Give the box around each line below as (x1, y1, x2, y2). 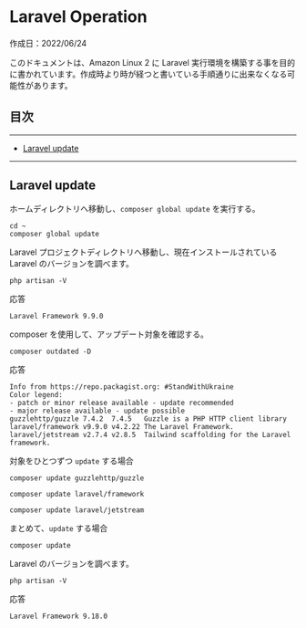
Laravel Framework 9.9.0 (9, 311, 104, 320)
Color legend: (9, 390, 64, 399)
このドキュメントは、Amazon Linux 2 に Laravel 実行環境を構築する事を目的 (9, 57, 296, 68)
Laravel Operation (9, 6, 148, 27)
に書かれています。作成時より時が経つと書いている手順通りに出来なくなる (9, 68, 288, 79)
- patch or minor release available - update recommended (9, 398, 234, 407)
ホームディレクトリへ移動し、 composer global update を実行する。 (9, 203, 261, 214)
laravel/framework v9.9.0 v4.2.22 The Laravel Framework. (9, 422, 234, 431)
